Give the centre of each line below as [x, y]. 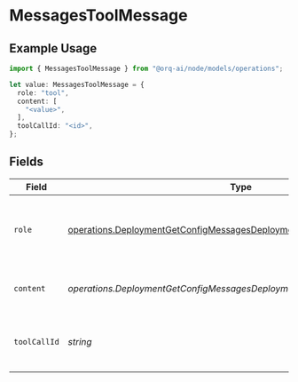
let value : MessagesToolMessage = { [77, 84]
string [80, 341]
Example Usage [53, 48]
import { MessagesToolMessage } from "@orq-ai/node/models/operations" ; [146, 68]
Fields [27, 162]
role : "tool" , [43, 93]
